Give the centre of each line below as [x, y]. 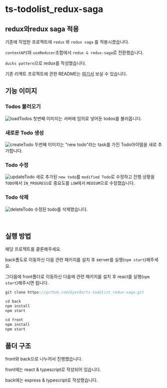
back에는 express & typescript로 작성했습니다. [51, 380]
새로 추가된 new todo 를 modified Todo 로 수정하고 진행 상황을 [95, 177]
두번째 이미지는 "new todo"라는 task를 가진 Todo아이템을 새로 [95, 144]
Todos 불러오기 [23, 107]
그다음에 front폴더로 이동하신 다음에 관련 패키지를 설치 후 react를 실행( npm [77, 277]
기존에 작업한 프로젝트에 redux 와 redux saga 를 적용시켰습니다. [67, 42]
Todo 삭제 [17, 197]
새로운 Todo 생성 [24, 133]
